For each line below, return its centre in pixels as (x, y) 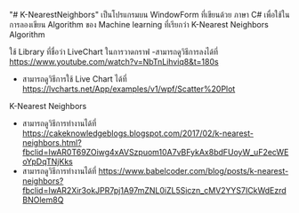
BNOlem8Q (43, 200)
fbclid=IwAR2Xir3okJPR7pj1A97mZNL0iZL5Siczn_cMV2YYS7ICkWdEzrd (154, 190)
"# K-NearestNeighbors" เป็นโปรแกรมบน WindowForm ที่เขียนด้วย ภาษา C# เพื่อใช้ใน (149, 15)
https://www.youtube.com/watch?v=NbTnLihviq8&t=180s (114, 62)
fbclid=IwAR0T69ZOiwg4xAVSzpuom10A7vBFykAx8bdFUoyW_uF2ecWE (155, 152)
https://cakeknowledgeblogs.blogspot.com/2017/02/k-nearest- (137, 133)
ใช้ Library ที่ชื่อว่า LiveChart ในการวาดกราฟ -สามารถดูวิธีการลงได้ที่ (114, 51)
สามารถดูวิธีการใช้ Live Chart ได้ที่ (74, 79)
